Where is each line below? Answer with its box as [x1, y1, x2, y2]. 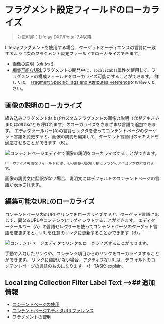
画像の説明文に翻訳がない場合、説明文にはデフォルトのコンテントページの [5, 175, 155, 181]
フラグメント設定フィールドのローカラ [5, 4, 160, 16]
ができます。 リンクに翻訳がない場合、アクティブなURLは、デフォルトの [5, 256, 151, 263]
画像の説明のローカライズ [5, 101, 82, 109]
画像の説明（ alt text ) [12, 61, 54, 67]
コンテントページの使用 [12, 301, 60, 307]
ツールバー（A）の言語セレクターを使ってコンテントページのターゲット [9, 223, 153, 229]
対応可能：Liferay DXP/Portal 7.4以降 [17, 34, 92, 40]
